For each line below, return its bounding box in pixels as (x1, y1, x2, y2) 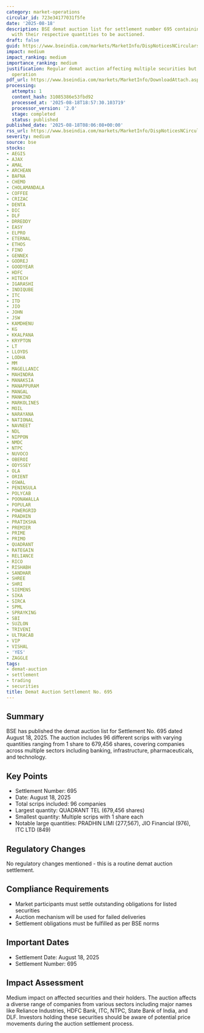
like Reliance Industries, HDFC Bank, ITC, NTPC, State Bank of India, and (6, 1007, 188, 1014)
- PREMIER (6, 525, 32, 531)
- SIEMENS (6, 587, 32, 593)
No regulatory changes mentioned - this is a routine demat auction (6, 860, 173, 867)
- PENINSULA (6, 485, 36, 491)
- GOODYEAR (6, 264, 34, 270)
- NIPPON (6, 434, 29, 440)
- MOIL (6, 406, 23, 412)
